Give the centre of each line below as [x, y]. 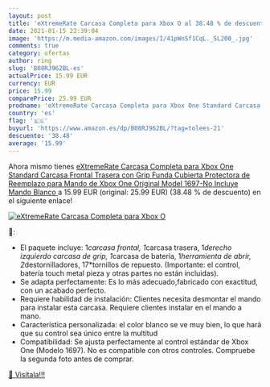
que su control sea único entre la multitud [89, 333]
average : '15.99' [37, 143]
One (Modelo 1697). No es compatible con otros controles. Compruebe [137, 350]
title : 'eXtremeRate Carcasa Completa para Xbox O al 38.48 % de [120, 23]
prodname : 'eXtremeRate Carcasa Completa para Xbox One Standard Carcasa [135, 106]
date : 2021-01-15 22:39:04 [53, 31]
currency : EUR [32, 83]
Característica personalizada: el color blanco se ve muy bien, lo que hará [141, 324]
